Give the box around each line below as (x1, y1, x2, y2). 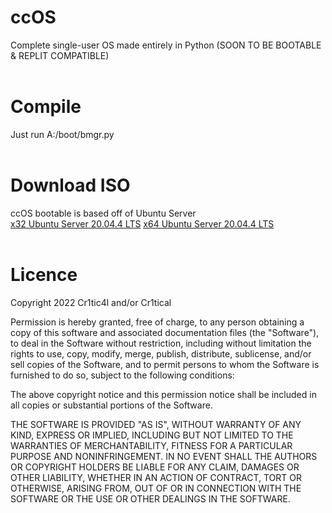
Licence (10, 264, 78, 286)
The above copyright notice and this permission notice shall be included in (10, 388, 317, 400)
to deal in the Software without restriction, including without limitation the (10, 337, 312, 349)
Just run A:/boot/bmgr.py (10, 128, 115, 140)
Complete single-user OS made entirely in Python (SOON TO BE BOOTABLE (10, 39, 322, 51)
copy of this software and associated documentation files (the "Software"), (10, 326, 320, 338)
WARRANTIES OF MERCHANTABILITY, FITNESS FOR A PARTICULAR (10, 439, 293, 451)
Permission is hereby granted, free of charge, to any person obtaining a (10, 316, 305, 328)
